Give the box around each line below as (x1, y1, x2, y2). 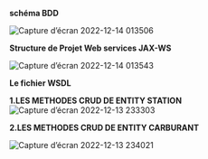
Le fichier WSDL (9, 78, 71, 89)
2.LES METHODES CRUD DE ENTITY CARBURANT (9, 122, 200, 133)
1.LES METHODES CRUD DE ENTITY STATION (9, 95, 183, 106)
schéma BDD (9, 8, 59, 18)
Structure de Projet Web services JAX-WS (9, 42, 172, 53)
